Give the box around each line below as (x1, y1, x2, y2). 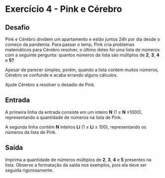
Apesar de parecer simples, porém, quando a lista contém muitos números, (5, 67, 159, 73)
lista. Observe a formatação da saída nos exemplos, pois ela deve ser (5, 162, 147, 168)
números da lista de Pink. (5, 129, 57, 135)
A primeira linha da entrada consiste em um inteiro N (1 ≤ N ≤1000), (5, 109, 143, 115)
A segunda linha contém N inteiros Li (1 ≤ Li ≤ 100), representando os (5, 124, 147, 130)
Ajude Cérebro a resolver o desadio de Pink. (5, 82, 96, 88)
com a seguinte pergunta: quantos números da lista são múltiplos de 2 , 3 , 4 (5, 52, 160, 58)
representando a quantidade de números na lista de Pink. (5, 114, 122, 120)
